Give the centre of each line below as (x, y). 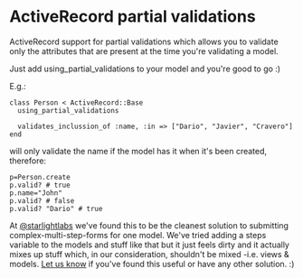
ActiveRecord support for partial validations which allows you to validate (144, 42)
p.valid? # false (42, 200)
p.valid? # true (40, 185)
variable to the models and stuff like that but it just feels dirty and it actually (149, 245)
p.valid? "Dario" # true (56, 208)
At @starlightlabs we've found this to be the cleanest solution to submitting (149, 225)
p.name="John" (36, 193)
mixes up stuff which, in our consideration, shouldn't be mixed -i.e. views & (149, 254)
